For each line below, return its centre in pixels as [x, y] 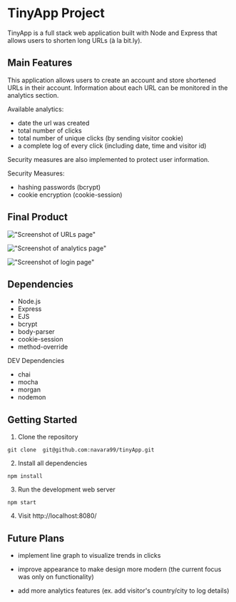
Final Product [37, 217]
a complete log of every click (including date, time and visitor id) [112, 146]
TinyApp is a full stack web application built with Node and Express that [112, 33]
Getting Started [42, 420]
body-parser [36, 332]
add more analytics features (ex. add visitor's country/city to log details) [123, 591]
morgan [29, 389]
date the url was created [53, 123]
